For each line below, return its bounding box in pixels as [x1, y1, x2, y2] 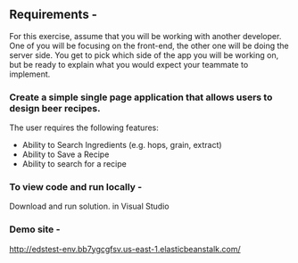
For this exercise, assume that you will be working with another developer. [9, 30, 282, 41]
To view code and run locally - [9, 181, 143, 193]
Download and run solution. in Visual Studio [9, 201, 170, 212]
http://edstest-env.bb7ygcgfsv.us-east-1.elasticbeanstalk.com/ [9, 243, 241, 254]
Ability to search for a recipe [21, 159, 127, 169]
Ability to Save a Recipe [21, 149, 110, 160]
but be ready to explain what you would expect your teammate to [9, 59, 249, 70]
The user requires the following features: [9, 122, 159, 133]
